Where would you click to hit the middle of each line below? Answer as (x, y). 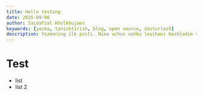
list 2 (21, 87)
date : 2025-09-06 (28, 17)
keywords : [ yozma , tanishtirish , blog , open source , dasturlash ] (90, 29)
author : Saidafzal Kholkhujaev (46, 23)
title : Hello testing (34, 12)
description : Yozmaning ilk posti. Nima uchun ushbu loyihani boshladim (100, 34)
